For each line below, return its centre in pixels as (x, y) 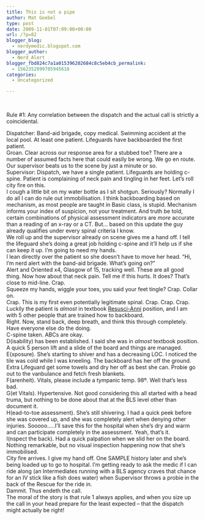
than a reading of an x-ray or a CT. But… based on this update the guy (95, 225)
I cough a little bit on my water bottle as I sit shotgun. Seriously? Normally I (100, 192)
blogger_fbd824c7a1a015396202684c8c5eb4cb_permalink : (76, 63)
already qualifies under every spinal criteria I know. (70, 231)
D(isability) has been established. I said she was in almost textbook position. (102, 341)
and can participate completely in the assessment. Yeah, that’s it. (88, 433)
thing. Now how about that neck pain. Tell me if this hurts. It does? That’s (98, 277)
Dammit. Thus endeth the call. (44, 491)
